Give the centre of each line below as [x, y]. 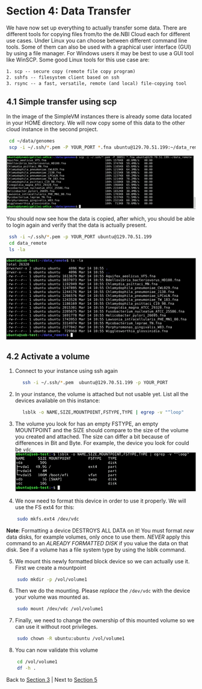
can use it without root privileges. [56, 627]
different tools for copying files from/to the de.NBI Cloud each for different [98, 34]
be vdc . [24, 449]
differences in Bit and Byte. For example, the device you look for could [102, 442]
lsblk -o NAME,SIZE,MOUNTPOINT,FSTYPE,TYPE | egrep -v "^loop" [103, 412]
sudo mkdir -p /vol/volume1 [52, 579]
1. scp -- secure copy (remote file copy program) [71, 71]
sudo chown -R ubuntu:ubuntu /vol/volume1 [71, 638]
